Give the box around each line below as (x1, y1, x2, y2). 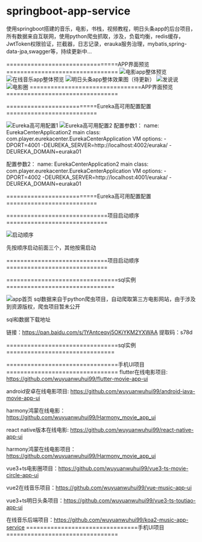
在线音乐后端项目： (6, 516, 54, 523)
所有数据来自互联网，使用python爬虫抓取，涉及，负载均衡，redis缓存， (6, 32, 184, 40)
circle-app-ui (6, 471, 39, 478)
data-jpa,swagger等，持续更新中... (6, 47, 92, 55)
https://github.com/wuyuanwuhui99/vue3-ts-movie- (58, 465, 189, 472)
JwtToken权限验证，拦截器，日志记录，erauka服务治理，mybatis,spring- (6, 40, 187, 47)
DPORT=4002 (6, 174, 41, 181)
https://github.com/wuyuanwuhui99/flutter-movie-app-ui (6, 375, 148, 382)
